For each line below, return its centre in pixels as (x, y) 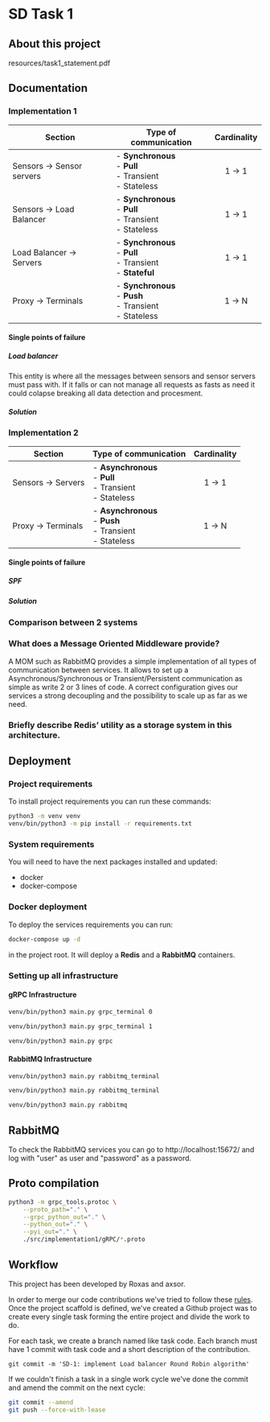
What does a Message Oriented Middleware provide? (114, 643)
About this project (55, 44)
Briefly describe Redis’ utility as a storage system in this (120, 725)
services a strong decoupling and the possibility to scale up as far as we (128, 695)
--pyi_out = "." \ (50, 1232)
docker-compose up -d (45, 939)
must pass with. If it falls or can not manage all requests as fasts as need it (132, 385)
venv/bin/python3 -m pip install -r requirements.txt (100, 824)
